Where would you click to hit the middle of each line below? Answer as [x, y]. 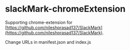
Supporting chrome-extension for [39, 22]
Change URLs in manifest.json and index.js [48, 42]
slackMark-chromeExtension [65, 9]
